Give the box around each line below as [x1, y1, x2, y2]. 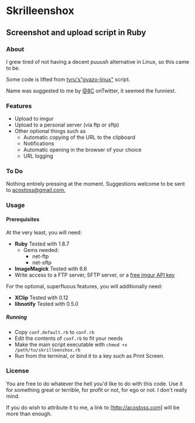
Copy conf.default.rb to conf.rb [14, 328, 95, 335]
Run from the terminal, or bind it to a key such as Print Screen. [14, 352, 165, 359]
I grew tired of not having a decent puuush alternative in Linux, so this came [6, 58, 189, 65]
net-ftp [32, 253, 49, 260]
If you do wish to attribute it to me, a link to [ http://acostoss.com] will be [6, 404, 180, 411]
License [6, 367, 29, 375]
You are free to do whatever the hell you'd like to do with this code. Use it [6, 380, 183, 387]
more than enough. [6, 410, 52, 417]
